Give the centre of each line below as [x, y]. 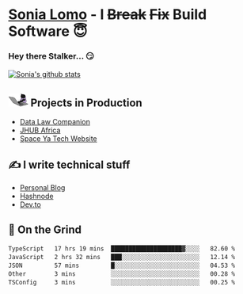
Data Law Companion [55, 122]
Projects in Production [86, 103]
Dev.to [30, 204]
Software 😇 [48, 31]
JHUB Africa [40, 130]
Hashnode [36, 197]
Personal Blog [42, 188]
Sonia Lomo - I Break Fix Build [108, 15]
